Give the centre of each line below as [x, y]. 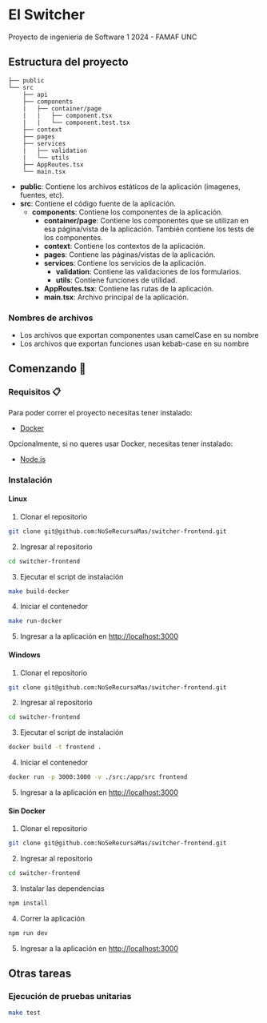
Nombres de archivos [51, 318]
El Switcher [47, 15]
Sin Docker [27, 811]
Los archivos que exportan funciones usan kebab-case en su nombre [134, 344]
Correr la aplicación [52, 918]
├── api [35, 94]
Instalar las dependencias [62, 889]
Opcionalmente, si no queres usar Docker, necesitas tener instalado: [121, 443]
